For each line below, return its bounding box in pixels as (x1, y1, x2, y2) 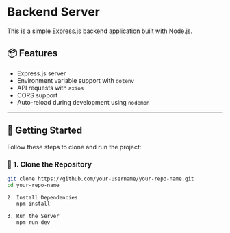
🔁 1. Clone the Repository (7, 160, 92, 169)
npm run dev (16, 219, 51, 226)
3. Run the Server (7, 213, 60, 220)
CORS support (16, 90, 58, 99)
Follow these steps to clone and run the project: (7, 143, 142, 151)
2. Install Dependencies (7, 194, 78, 201)
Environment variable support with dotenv (16, 76, 135, 84)
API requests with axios (16, 84, 84, 92)
